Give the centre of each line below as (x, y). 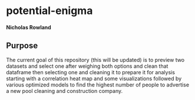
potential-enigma (49, 11)
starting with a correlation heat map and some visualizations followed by (94, 78)
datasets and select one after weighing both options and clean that (87, 66)
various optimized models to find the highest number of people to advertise (98, 85)
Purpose (22, 46)
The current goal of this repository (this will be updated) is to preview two (95, 60)
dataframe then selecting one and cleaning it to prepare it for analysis (91, 72)
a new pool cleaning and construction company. (65, 91)
